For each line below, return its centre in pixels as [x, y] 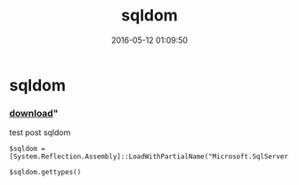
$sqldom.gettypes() [45, 173]
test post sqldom [40, 133]
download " [34, 113]
